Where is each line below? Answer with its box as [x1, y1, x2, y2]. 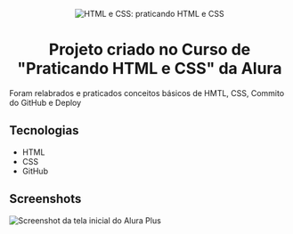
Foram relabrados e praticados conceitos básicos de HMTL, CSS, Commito [9, 87, 285, 98]
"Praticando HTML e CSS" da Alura [17, 59, 282, 79]
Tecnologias [9, 123, 79, 138]
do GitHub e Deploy [9, 97, 82, 108]
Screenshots [9, 191, 82, 206]
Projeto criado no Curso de [48, 40, 251, 60]
